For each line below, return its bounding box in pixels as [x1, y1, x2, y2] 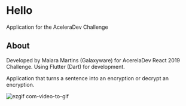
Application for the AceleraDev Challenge [6, 23, 109, 31]
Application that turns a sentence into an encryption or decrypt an [6, 74, 169, 81]
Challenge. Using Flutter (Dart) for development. [6, 63, 126, 70]
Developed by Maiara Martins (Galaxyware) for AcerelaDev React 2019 [6, 56, 181, 63]
